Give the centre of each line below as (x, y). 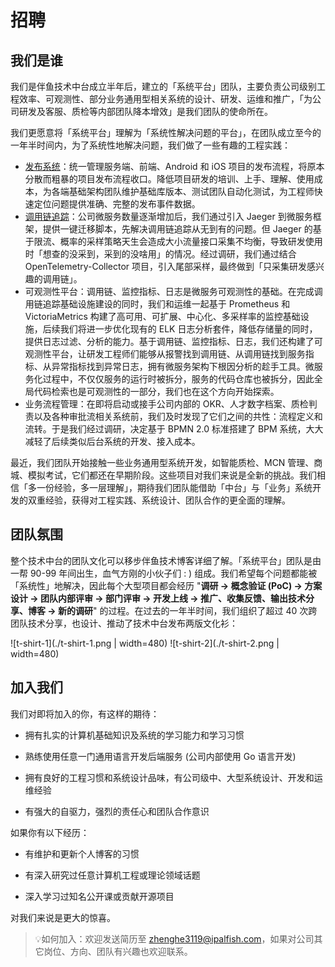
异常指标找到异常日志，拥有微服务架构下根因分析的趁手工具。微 (183, 366)
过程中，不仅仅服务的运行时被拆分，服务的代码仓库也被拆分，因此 (178, 379)
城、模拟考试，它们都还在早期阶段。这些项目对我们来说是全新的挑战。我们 (163, 475)
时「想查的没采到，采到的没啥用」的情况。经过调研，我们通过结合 (160, 254)
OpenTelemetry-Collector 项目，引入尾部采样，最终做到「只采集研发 (166, 266)
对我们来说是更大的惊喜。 (63, 917)
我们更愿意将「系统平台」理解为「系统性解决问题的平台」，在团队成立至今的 (166, 132)
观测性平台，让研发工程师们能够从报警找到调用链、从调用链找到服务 (165, 354)
